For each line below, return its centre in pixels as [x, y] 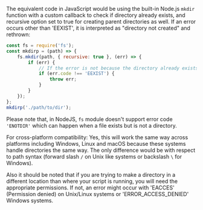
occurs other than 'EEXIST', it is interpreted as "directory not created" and [98, 28]
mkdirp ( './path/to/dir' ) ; [39, 107]
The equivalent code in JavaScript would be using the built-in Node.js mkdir [101, 9]
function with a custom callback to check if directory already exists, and [96, 15]
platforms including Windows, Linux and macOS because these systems [96, 143]
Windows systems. [30, 200]
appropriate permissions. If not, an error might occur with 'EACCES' [91, 188]
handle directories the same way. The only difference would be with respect [101, 150]
